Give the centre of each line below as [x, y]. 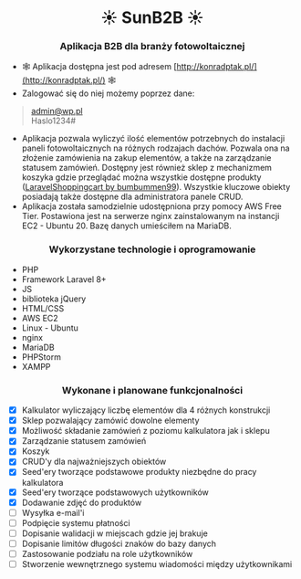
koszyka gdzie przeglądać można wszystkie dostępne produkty [141, 177]
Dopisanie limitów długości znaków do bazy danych [119, 543]
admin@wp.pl [57, 111]
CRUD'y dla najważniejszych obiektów [94, 462]
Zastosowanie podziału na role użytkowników [107, 553]
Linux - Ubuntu [50, 328]
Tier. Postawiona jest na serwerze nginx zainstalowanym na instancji [150, 216]
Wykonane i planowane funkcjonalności [152, 390]
